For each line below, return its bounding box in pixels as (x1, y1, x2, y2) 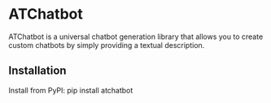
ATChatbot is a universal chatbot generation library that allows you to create (8, 32, 264, 41)
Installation (8, 64, 67, 78)
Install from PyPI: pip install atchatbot (8, 85, 133, 95)
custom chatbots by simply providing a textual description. (8, 40, 205, 49)
